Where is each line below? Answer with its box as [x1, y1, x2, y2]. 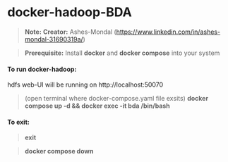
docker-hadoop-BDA [7, 4, 132, 20]
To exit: [7, 118, 30, 126]
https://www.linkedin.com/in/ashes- [116, 27, 221, 36]
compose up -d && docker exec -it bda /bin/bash [24, 101, 171, 110]
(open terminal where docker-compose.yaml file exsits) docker [24, 94, 209, 103]
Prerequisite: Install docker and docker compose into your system [24, 49, 220, 57]
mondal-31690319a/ [24, 35, 83, 43]
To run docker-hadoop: [7, 65, 77, 73]
